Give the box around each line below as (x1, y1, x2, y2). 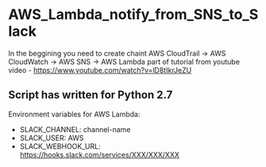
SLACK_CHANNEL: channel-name (19, 124, 131, 134)
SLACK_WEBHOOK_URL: (19, 141, 101, 151)
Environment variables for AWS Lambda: (8, 109, 141, 119)
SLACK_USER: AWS (19, 133, 84, 142)
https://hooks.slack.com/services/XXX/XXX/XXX (19, 150, 180, 159)
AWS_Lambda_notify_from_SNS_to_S (8, 6, 259, 24)
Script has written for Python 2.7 (8, 89, 173, 102)
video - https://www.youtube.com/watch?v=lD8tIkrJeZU (8, 65, 192, 74)
